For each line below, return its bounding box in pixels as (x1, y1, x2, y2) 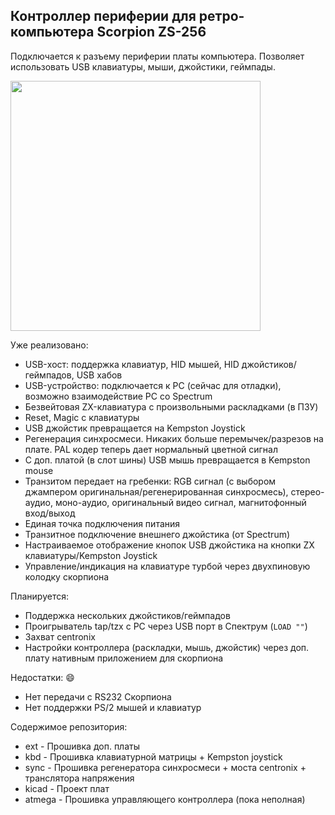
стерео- (290, 485, 325, 498)
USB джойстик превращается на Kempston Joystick (24, 422, 246, 434)
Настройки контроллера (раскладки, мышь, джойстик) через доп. (24, 641, 310, 653)
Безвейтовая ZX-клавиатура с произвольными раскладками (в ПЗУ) (24, 400, 319, 413)
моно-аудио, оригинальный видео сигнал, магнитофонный (54, 496, 307, 508)
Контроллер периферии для (10, 8, 197, 25)
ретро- (198, 8, 245, 25)
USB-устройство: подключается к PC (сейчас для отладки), (24, 379, 282, 391)
